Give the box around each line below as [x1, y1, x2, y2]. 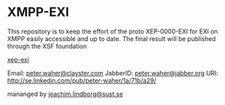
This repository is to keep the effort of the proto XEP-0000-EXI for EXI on [7, 27, 218, 35]
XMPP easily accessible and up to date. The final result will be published [7, 34, 216, 42]
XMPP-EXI [7, 4, 70, 20]
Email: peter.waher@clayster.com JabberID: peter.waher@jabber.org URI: [7, 69, 219, 77]
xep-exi [7, 55, 29, 63]
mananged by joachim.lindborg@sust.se [7, 90, 124, 98]
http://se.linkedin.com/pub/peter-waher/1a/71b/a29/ [7, 76, 157, 84]
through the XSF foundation [7, 42, 87, 50]
